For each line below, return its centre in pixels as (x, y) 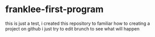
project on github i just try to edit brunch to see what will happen (72, 28)
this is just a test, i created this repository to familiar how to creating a (78, 23)
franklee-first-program (55, 9)
